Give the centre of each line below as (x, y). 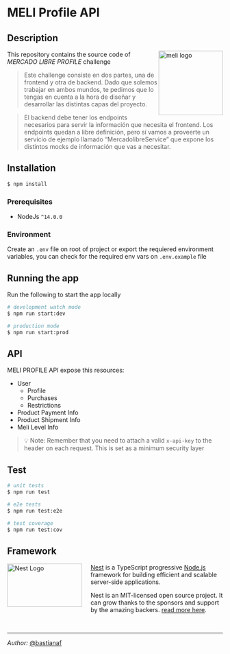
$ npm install (27, 184)
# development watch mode (44, 307)
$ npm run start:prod (38, 332)
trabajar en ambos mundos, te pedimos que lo (89, 90)
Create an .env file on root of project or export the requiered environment (111, 249)
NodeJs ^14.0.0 (40, 216)
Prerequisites (30, 202)
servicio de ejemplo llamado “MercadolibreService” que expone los (119, 139)
